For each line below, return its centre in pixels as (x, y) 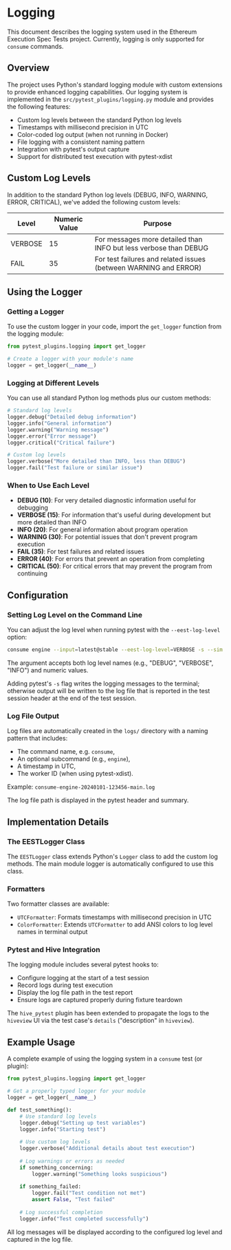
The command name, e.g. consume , (66, 752)
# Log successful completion (61, 1212)
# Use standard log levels (58, 1116)
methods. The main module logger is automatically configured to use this (111, 864)
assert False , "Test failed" (74, 1200)
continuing (32, 573)
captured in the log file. (40, 1239)
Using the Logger (45, 292)
